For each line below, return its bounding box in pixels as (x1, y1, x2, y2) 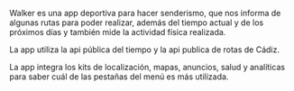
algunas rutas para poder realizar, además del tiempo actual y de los (9, 17, 264, 28)
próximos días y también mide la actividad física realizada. (9, 27, 226, 37)
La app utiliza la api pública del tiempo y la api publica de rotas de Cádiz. (9, 44, 280, 55)
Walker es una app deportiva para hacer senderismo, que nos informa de (9, 8, 281, 18)
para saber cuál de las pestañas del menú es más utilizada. (9, 71, 229, 82)
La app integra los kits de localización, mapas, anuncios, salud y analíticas (9, 62, 286, 72)
